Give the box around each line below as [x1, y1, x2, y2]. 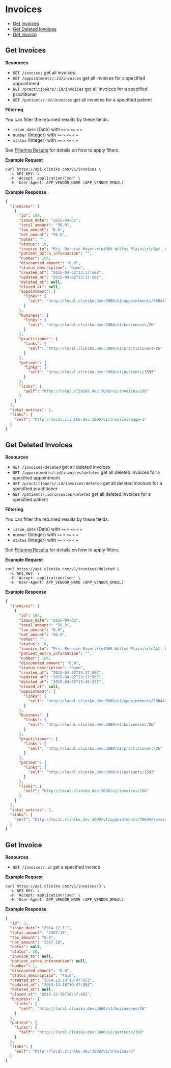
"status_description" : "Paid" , [10, 973, 76, 978]
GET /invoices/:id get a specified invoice [12, 864, 101, 870]
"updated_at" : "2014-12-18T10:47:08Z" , [10, 982, 95, 987]
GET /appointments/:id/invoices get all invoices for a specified [12, 75, 146, 81]
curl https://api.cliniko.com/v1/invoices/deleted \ [5, 567, 120, 572]
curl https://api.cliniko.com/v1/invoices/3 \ [5, 884, 106, 889]
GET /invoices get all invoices [12, 69, 75, 75]
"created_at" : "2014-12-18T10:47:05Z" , [10, 978, 95, 983]
